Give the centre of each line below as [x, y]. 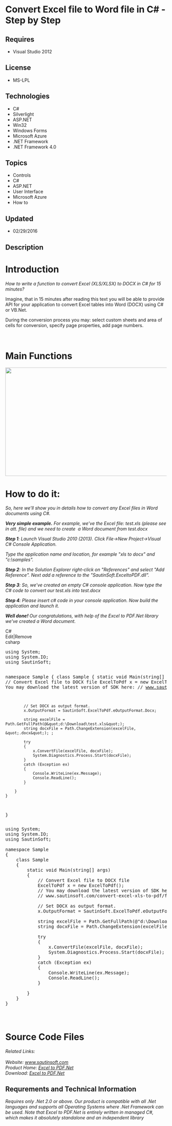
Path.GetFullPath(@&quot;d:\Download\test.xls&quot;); [65, 724]
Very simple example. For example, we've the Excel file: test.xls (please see [86, 523]
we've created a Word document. [40, 621]
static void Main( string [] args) [69, 870]
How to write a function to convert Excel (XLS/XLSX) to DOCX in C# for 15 [83, 283]
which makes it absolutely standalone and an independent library [75, 1118]
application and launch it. [32, 606]
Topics [16, 163]
